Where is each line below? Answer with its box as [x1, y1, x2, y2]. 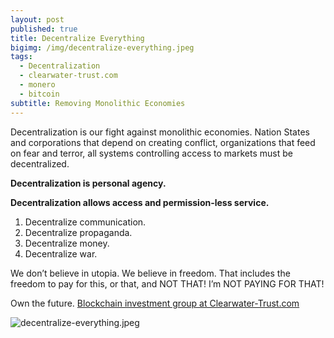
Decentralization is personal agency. [10, 177, 167, 189]
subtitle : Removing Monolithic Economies [10, 98, 186, 108]
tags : [10, 52, 33, 62]
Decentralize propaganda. [24, 226, 133, 238]
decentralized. [10, 157, 70, 170]
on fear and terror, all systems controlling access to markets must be [10, 147, 293, 159]
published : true [10, 24, 78, 34]
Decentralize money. [24, 237, 110, 249]
